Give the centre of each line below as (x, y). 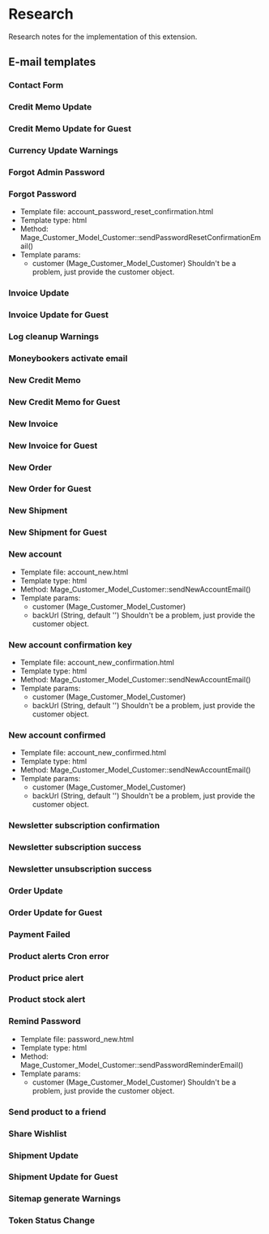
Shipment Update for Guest (64, 1177)
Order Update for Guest (56, 912)
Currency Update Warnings (64, 151)
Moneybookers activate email (68, 358)
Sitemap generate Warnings (65, 1199)
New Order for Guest (50, 489)
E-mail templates (52, 62)
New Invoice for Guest (53, 445)
